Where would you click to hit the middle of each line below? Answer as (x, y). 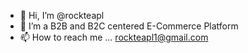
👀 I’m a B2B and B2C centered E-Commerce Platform (129, 26)
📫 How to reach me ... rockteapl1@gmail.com (114, 37)
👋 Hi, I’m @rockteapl (62, 15)
